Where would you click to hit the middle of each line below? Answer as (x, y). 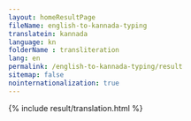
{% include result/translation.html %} (76, 108)
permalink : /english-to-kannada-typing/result (95, 67)
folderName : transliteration (64, 50)
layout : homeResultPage (52, 17)
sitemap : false (36, 75)
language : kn (32, 42)
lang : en (24, 58)
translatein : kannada (48, 34)
